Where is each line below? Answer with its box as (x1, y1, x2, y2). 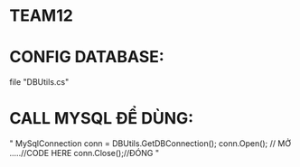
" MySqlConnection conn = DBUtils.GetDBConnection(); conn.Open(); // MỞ (9, 138, 292, 149)
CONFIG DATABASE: (9, 47, 164, 68)
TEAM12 (9, 5, 74, 26)
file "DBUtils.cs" (9, 77, 70, 88)
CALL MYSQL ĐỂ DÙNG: (9, 108, 194, 129)
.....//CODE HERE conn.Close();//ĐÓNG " (9, 148, 160, 159)
